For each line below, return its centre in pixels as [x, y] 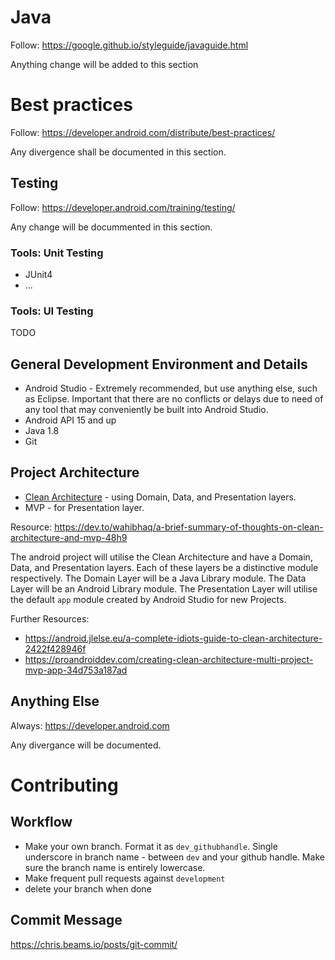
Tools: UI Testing [52, 311]
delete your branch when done [88, 888]
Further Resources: [50, 618]
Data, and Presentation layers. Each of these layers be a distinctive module [164, 567]
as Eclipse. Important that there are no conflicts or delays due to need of [174, 399]
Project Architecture [75, 472]
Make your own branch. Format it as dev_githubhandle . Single [151, 846]
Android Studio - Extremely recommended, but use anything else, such [171, 388]
